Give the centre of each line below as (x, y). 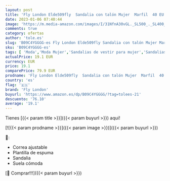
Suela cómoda (28, 163)
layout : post (19, 10)
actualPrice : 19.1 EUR (29, 57)
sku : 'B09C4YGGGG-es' (28, 47)
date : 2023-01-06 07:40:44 (34, 19)
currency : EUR (20, 62)
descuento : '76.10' (26, 99)
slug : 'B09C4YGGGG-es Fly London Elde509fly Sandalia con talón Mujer (81, 43)
